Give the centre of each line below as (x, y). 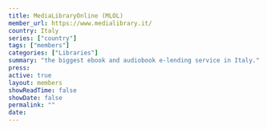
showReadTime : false (43, 90)
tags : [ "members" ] (39, 46)
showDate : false (35, 98)
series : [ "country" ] (43, 38)
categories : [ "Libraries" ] (53, 53)
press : (19, 68)
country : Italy (34, 30)
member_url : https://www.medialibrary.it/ (80, 23)
